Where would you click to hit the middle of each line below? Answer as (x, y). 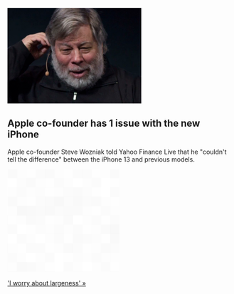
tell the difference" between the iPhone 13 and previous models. (101, 159)
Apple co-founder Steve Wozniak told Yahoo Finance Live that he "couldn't (117, 152)
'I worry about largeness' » (47, 283)
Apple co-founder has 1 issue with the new (104, 124)
